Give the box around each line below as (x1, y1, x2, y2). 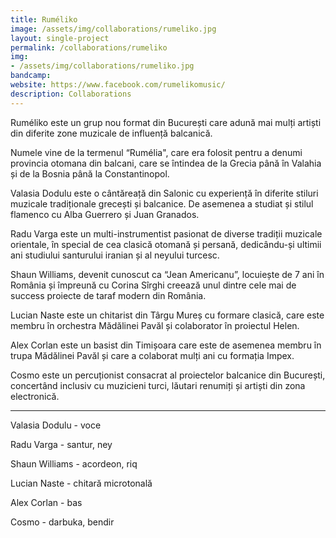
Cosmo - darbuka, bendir (10, 516, 115, 528)
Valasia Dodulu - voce (10, 419, 102, 431)
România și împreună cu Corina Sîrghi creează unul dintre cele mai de (10, 279, 297, 291)
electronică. (10, 390, 60, 402)
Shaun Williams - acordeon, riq (10, 457, 138, 470)
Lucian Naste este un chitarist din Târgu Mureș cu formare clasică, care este (10, 309, 325, 321)
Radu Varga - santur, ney (10, 438, 113, 450)
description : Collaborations (10, 89, 132, 99)
